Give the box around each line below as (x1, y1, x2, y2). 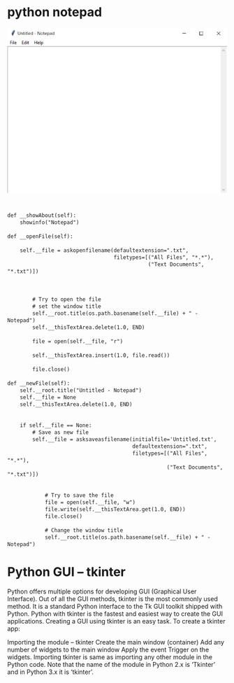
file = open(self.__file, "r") (32, 337, 124, 345)
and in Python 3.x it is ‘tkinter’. (7, 668, 94, 676)
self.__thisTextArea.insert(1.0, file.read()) (32, 351, 170, 359)
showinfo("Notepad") (20, 218, 80, 226)
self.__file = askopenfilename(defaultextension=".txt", (20, 246, 189, 254)
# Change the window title (44, 526, 124, 534)
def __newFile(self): (7, 379, 71, 387)
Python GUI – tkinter (7, 564, 126, 579)
